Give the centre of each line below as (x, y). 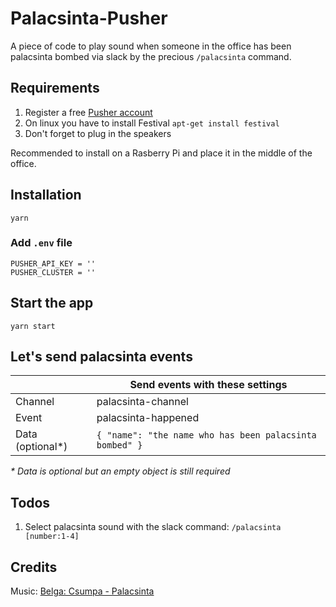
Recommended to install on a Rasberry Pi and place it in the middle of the (161, 153)
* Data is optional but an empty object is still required (120, 471)
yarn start (33, 326)
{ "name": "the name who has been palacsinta (206, 435)
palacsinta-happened (148, 418)
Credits (34, 567)
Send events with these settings (208, 385)
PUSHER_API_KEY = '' (53, 263)
